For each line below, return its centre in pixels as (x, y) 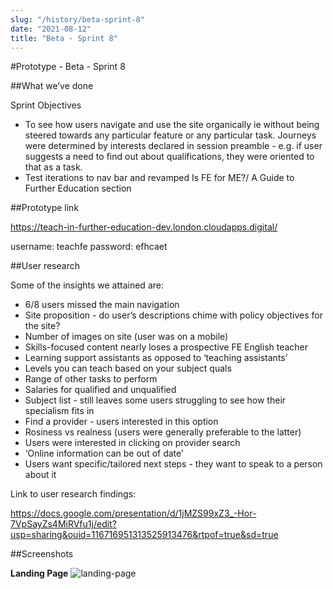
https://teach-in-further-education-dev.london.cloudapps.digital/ (144, 227)
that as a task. (53, 167)
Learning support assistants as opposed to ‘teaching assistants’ (156, 358)
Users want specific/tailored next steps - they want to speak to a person (173, 464)
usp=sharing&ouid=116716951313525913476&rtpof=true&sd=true (144, 535)
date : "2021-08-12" (51, 29)
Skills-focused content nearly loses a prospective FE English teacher (166, 347)
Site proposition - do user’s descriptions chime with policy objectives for (173, 315)
